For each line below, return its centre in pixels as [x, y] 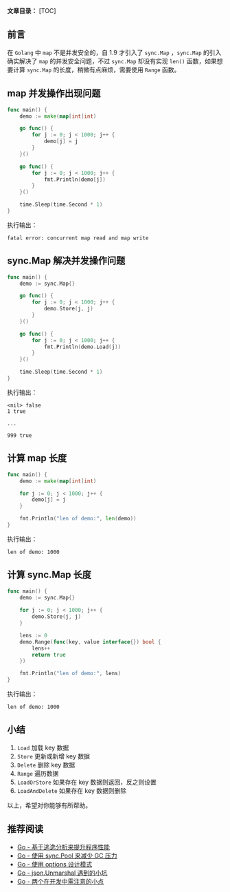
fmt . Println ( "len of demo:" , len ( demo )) [78, 519]
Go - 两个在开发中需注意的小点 [60, 881]
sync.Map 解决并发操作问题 [66, 261]
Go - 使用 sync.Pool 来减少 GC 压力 [67, 856]
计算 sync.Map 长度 [49, 575]
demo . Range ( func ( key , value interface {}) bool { [90, 642]
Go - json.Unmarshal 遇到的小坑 [62, 873]
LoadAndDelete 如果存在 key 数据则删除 [72, 790]
